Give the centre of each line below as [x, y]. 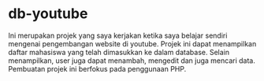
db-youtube [48, 14]
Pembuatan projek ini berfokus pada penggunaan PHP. [97, 68]
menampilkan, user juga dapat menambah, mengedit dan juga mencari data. [132, 61]
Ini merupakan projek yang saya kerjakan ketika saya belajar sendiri [118, 35]
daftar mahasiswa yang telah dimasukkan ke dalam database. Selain [119, 52]
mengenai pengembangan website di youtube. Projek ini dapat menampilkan [132, 43]
